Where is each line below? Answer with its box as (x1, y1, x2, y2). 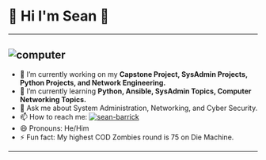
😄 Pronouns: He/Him (19, 123, 89, 133)
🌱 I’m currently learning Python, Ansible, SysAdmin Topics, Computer (19, 86, 252, 96)
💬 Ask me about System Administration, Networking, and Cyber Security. (19, 103, 258, 112)
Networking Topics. (19, 94, 87, 104)
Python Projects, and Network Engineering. (19, 78, 166, 87)
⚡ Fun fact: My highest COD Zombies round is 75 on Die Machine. (19, 132, 234, 142)
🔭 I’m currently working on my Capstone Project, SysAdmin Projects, (19, 69, 248, 78)
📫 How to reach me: (19, 112, 88, 121)
